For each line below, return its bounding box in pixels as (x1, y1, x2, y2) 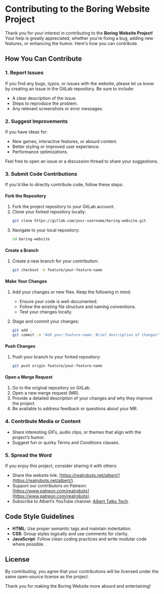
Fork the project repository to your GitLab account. (12, 204, 115, 210)
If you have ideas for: (5, 129, 48, 135)
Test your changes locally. (19, 309, 72, 315)
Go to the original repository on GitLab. (12, 385, 91, 391)
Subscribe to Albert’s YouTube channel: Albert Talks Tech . (12, 499, 130, 504)
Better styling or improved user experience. (12, 143, 100, 149)
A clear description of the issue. (12, 95, 77, 101)
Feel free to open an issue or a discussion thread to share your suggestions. (5, 158, 159, 164)
